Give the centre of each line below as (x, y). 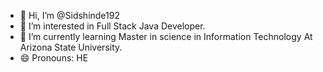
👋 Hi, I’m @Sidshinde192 (69, 15)
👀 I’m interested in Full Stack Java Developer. (112, 26)
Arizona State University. (71, 47)
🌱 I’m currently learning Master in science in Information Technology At (166, 36)
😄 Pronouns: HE (54, 58)
